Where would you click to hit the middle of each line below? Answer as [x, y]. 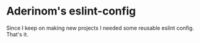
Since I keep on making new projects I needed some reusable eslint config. [100, 28]
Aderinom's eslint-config [71, 11]
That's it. [17, 34]
